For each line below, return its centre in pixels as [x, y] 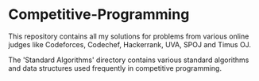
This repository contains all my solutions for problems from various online [129, 36]
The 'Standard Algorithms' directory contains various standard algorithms [129, 60]
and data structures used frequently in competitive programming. [115, 68]
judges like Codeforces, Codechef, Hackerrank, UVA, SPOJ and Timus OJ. [130, 44]
